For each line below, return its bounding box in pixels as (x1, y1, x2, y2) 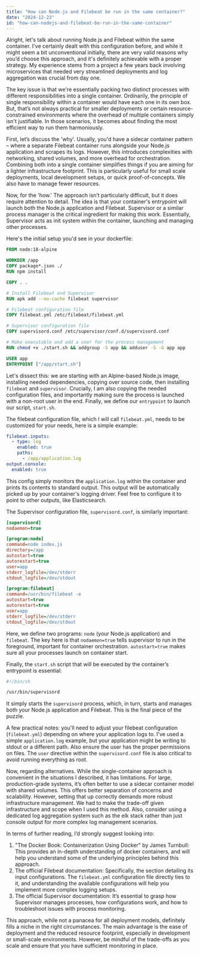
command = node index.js (6, 542, 63, 548)
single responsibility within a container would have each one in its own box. (6, 99, 192, 106)
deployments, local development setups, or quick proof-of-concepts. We (6, 174, 186, 181)
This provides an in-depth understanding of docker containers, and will (14, 848, 190, 855)
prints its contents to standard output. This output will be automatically (6, 484, 180, 491)
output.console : (6, 461, 47, 467)
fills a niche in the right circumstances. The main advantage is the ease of (6, 923, 188, 930)
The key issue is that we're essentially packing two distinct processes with (6, 86, 190, 93)
